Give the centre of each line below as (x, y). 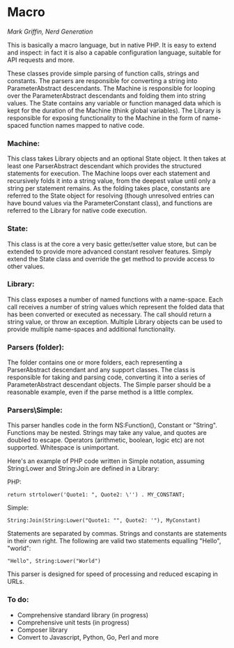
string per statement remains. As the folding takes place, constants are (109, 189)
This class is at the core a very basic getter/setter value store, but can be (112, 244)
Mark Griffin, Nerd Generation (50, 31)
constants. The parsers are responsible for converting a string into (102, 80)
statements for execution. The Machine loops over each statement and (109, 174)
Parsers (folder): (36, 347)
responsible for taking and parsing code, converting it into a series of (106, 377)
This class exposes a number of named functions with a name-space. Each (115, 299)
